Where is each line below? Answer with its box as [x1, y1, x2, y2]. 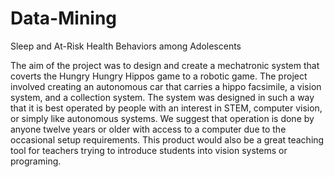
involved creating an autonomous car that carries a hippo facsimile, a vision [10, 80, 322, 92]
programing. [10, 155, 62, 167]
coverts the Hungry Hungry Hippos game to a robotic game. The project [10, 70, 308, 82]
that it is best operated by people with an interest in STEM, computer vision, [10, 102, 323, 114]
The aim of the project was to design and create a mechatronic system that [10, 59, 320, 71]
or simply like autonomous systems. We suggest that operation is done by [10, 112, 315, 124]
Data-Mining [10, 7, 118, 30]
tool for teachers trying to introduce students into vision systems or [10, 144, 288, 156]
